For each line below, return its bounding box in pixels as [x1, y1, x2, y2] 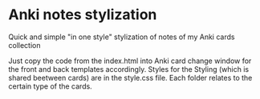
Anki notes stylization [8, 6, 157, 24]
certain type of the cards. [8, 81, 92, 91]
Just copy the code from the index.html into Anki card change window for [8, 56, 252, 65]
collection [8, 40, 41, 49]
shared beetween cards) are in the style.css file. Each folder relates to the [8, 73, 253, 82]
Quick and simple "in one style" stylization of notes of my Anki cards [8, 32, 235, 42]
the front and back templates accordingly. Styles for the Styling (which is [8, 64, 250, 73]
